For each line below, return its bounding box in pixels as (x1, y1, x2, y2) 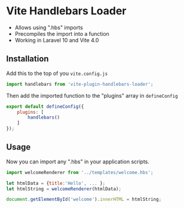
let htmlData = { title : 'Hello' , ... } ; (6, 180, 106, 186)
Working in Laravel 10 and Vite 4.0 (14, 36, 99, 44)
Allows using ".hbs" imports (14, 24, 84, 31)
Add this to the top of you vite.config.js (6, 70, 108, 77)
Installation (6, 54, 49, 64)
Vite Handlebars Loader (6, 4, 127, 18)
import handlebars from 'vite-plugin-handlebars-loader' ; (6, 81, 154, 87)
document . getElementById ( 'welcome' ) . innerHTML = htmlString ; (6, 197, 162, 203)
